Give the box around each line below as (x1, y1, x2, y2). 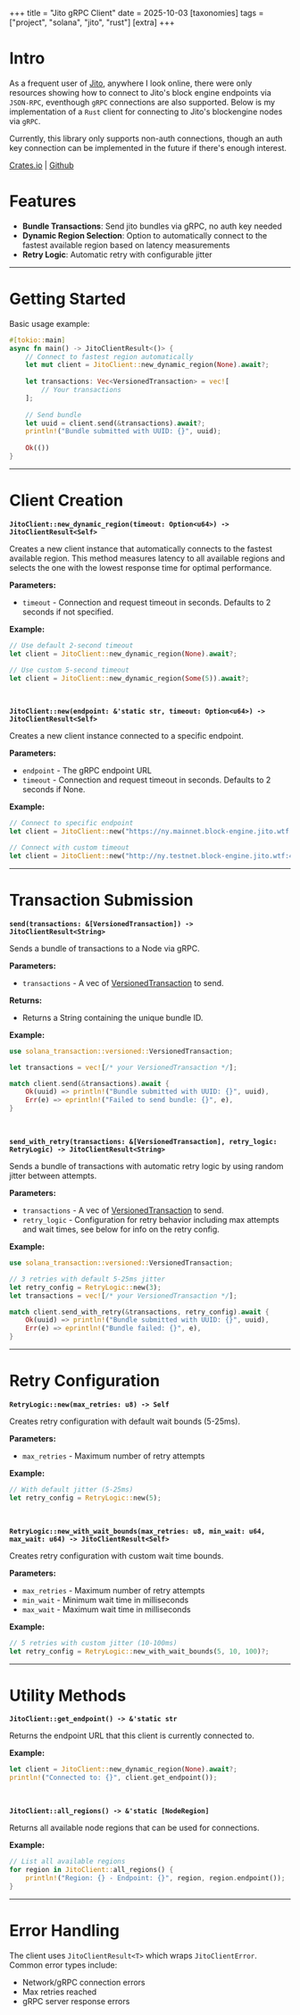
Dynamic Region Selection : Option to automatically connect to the (21, 230, 268, 240)
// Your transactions (41, 386, 122, 395)
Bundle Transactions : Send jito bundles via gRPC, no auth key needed (21, 221, 283, 231)
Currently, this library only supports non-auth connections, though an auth (9, 133, 283, 144)
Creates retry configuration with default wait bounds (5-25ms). (9, 1416, 241, 1426)
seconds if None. (21, 784, 86, 795)
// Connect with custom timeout (9, 843, 129, 852)
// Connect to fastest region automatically (25, 352, 194, 361)
